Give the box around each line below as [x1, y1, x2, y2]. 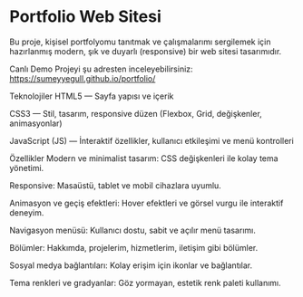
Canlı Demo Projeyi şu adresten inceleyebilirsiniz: [9, 63, 193, 74]
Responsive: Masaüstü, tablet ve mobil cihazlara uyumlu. [9, 179, 222, 191]
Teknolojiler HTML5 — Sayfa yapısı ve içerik [9, 91, 174, 101]
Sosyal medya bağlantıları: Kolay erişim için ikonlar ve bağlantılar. [9, 260, 253, 271]
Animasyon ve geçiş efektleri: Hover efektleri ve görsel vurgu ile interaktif [9, 197, 284, 208]
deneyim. [9, 206, 44, 218]
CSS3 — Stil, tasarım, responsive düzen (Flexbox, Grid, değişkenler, [9, 108, 263, 119]
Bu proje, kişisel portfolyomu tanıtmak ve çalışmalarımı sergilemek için [9, 36, 271, 47]
